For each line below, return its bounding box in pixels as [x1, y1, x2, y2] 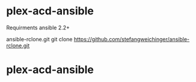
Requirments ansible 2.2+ [6, 24, 70, 31]
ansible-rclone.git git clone [6, 35, 73, 42]
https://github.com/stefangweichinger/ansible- [73, 35, 190, 42]
